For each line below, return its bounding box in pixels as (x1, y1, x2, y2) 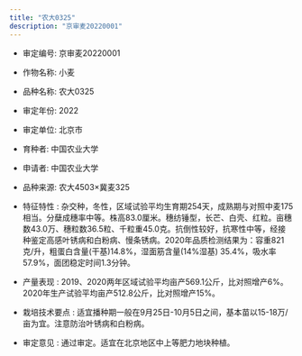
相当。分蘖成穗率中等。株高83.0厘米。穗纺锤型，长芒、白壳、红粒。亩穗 (22, 212, 293, 223)
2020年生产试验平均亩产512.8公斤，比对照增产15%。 (22, 288, 221, 298)
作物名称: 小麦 (22, 67, 75, 78)
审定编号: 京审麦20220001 (22, 47, 121, 59)
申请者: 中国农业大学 (22, 162, 99, 173)
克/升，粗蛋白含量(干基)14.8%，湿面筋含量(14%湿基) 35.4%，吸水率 (22, 245, 277, 257)
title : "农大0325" (9, 13, 76, 23)
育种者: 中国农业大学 (22, 143, 99, 154)
